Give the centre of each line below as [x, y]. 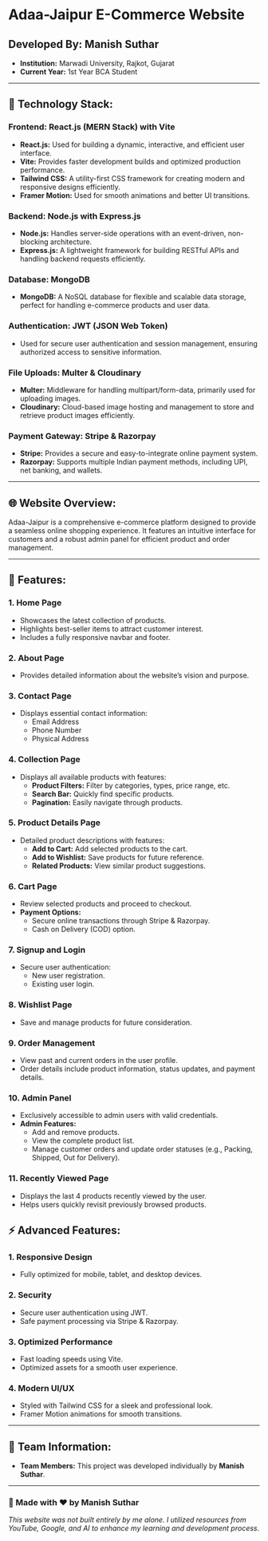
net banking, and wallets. [61, 470]
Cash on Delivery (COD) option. [83, 929]
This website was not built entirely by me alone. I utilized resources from [127, 1520]
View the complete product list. [83, 1141]
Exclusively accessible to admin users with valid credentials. [119, 1116]
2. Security [30, 1295]
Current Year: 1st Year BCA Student [79, 72]
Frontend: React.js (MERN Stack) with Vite [92, 127]
